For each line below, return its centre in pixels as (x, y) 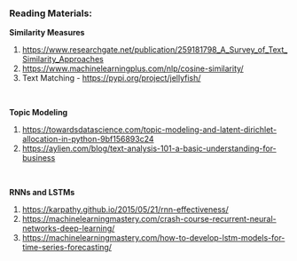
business (39, 158)
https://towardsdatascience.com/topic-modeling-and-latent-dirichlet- (149, 130)
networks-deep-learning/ (68, 228)
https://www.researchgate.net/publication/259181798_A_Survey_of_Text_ (155, 50)
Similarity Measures (47, 33)
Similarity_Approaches (63, 59)
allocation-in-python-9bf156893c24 (88, 139)
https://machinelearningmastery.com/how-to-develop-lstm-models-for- (153, 238)
